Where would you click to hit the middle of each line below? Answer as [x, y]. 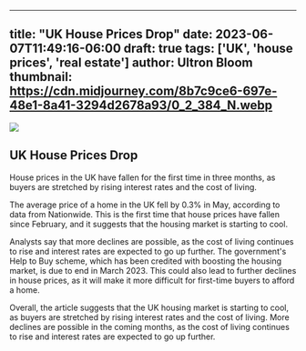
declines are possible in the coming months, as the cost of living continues [149, 326]
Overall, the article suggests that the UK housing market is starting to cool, [149, 307]
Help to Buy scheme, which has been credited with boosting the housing [146, 261]
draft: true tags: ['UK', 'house [208, 49]
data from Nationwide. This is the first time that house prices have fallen [145, 214]
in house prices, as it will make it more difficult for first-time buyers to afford [152, 280]
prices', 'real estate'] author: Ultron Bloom [131, 63]
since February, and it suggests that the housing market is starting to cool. [149, 224]
